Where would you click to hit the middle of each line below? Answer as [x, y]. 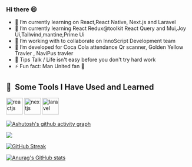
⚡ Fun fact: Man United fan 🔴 [49, 66]
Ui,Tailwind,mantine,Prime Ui [49, 35]
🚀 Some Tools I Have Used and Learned [80, 87]
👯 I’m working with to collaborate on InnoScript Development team [95, 41]
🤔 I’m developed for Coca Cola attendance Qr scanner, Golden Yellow [99, 47]
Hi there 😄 [21, 9]
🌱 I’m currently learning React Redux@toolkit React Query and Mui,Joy [100, 28]
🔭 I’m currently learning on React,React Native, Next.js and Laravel [95, 22]
